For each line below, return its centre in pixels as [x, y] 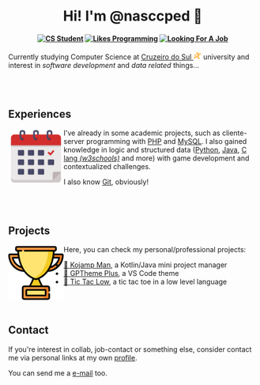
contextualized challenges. [107, 167]
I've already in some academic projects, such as [142, 133]
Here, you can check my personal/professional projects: [155, 250]
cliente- [234, 133]
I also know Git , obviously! [106, 182]
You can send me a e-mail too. [58, 373]
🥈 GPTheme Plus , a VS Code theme [121, 274]
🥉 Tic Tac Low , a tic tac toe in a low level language [145, 282]
